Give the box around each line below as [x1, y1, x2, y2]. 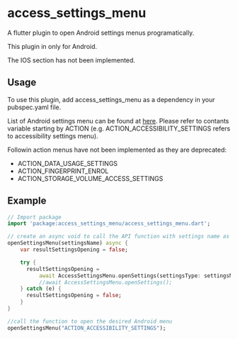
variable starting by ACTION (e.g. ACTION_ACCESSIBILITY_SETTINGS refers [7, 124, 231, 133]
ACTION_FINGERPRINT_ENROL [17, 167, 109, 175]
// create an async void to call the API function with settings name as [7, 233, 230, 240]
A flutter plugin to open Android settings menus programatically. [7, 28, 195, 37]
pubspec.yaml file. [7, 103, 62, 111]
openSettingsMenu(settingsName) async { [7, 240, 129, 247]
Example [7, 195, 47, 207]
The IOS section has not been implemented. [7, 55, 136, 65]
